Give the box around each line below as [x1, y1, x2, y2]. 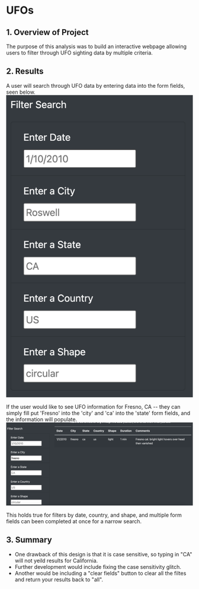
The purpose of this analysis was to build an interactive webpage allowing [6, 43, 187, 50]
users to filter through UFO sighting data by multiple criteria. [6, 49, 153, 56]
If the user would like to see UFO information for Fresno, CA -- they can [6, 403, 181, 410]
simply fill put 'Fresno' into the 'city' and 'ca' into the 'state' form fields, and [6, 409, 191, 416]
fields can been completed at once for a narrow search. [6, 517, 142, 525]
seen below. [6, 88, 36, 95]
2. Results [6, 66, 44, 77]
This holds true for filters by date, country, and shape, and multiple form [6, 511, 182, 518]
